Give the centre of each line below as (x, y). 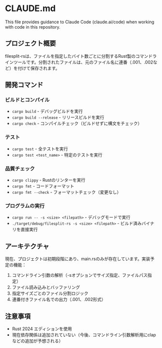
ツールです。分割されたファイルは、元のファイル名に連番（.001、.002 (83, 62)
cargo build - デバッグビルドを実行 (47, 111)
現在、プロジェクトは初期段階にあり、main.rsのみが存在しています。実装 (78, 259)
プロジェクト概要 (30, 43)
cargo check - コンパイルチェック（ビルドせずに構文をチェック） (77, 124)
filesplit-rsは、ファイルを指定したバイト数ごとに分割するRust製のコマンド (79, 56)
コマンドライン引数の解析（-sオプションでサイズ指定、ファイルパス (80, 275)
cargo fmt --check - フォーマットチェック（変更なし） (66, 192)
